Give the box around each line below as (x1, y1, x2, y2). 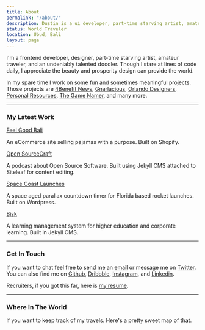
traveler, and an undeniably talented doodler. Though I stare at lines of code (6, 60, 197, 68)
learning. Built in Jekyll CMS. (6, 229, 79, 236)
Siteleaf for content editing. (6, 168, 75, 176)
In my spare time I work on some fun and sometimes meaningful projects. (6, 79, 191, 86)
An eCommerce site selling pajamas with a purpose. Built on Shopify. (6, 138, 180, 146)
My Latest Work (6, 112, 55, 121)
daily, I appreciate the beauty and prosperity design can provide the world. (6, 67, 194, 74)
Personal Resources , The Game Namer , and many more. (6, 92, 148, 99)
